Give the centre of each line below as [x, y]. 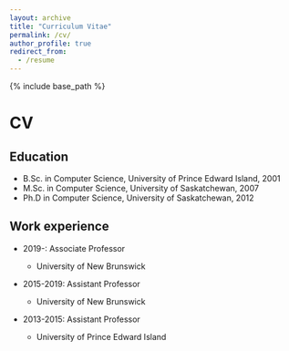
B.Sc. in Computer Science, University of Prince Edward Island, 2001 [151, 178]
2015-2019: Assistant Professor [82, 284]
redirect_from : [38, 52]
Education [39, 156]
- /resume [36, 60]
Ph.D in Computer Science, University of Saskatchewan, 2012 [138, 198]
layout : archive [40, 18]
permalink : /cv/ [40, 35]
